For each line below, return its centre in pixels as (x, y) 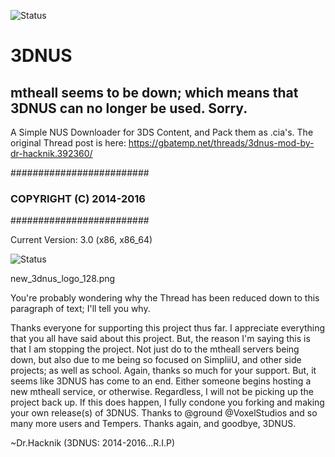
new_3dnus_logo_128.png (63, 279)
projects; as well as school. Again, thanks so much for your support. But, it (163, 371)
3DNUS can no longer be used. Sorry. (129, 108)
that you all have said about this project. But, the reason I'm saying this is (160, 339)
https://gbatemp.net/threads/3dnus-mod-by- (221, 143)
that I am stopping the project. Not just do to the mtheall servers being (155, 349)
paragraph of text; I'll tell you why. (80, 309)
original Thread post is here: (68, 143)
